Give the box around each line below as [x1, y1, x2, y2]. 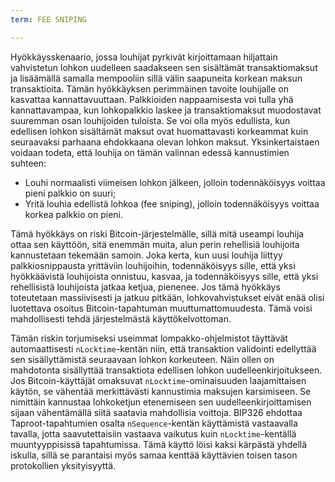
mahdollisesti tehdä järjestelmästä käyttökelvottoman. [10, 312, 232, 325]
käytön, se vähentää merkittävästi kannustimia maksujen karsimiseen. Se [10, 385, 312, 397]
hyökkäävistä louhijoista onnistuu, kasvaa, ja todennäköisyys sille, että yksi [10, 270, 319, 282]
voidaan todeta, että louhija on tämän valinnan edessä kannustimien [10, 146, 290, 158]
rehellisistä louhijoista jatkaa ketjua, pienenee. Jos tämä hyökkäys [10, 281, 281, 293]
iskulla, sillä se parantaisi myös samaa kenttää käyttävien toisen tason [10, 449, 298, 461]
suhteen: [10, 157, 47, 169]
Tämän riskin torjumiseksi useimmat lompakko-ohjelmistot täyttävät [10, 332, 288, 344]
